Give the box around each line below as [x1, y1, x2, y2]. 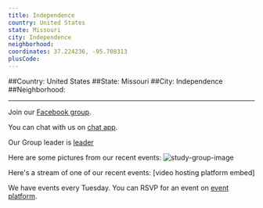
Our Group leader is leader [8, 138, 94, 147]
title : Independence [8, 11, 76, 20]
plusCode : [8, 56, 41, 63]
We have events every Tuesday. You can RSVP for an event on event [8, 183, 229, 192]
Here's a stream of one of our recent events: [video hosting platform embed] [8, 167, 255, 177]
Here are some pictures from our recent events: [8, 152, 162, 162]
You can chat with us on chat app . [8, 122, 118, 131]
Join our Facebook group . [8, 107, 92, 117]
